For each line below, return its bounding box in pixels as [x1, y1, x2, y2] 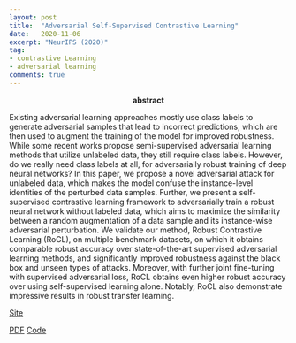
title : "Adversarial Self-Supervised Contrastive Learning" [9, 21, 239, 30]
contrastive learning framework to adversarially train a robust [51, 196, 275, 207]
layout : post [9, 12, 57, 22]
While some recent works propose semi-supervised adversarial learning [9, 140, 272, 150]
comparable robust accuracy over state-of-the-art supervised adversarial [9, 243, 277, 254]
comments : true [9, 71, 65, 80]
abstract [132, 95, 165, 105]
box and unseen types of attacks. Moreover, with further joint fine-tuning [9, 262, 275, 272]
